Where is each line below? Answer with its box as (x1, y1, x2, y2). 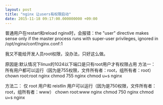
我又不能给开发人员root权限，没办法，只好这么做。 (5, 51, 108, 57)
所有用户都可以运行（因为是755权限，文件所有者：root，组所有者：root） (5, 67, 154, 73)
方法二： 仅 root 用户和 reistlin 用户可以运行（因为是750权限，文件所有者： (5, 83, 157, 89)
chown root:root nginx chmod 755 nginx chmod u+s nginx (5, 73, 122, 79)
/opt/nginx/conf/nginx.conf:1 (5, 41, 63, 47)
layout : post (5, 7, 32, 12)
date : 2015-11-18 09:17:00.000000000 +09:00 (5, 16, 98, 21)
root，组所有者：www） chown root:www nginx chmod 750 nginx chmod (5, 89, 154, 95)
